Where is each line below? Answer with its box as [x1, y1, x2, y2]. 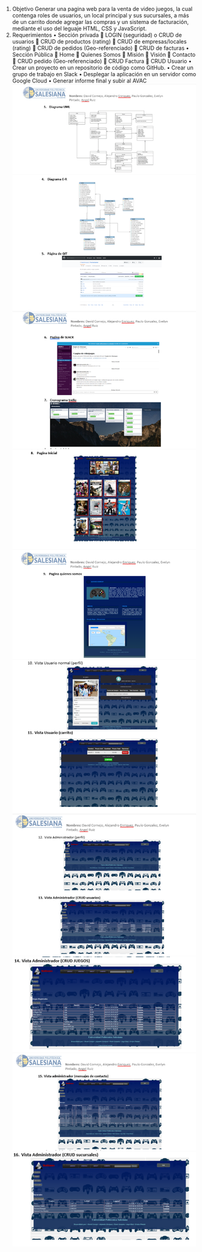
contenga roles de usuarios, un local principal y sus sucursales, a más [12, 12, 190, 19]
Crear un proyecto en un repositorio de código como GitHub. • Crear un [12, 64, 194, 71]
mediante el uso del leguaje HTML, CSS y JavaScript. [12, 25, 147, 32]
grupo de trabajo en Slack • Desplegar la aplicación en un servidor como [12, 71, 196, 77]
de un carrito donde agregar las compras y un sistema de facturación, [12, 18, 189, 25]
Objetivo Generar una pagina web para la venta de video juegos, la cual [12, 6, 193, 12]
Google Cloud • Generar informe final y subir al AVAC [12, 77, 147, 84]
